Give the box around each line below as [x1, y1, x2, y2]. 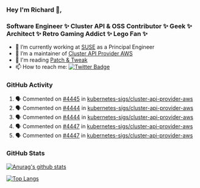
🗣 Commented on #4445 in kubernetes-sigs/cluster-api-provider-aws [15, 95, 193, 103]
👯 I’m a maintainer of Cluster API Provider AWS [15, 50, 133, 57]
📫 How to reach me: [15, 63, 68, 71]
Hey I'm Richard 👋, [6, 5, 62, 14]
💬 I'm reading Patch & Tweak [15, 56, 88, 63]
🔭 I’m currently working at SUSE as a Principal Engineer [15, 43, 155, 51]
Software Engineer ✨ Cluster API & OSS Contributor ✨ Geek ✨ [6, 21, 192, 30]
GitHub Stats [6, 149, 45, 157]
